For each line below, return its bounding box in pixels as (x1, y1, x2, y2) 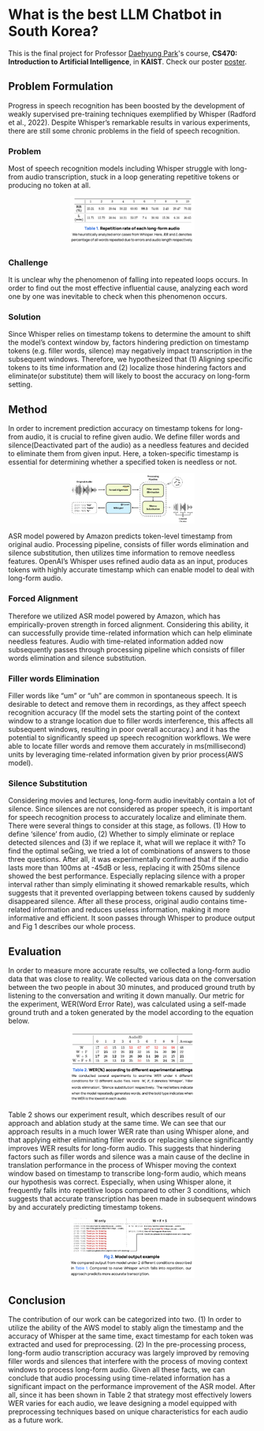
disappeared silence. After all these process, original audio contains (8, 897, 229, 906)
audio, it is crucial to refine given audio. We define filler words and (24, 432, 240, 442)
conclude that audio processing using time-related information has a (8, 1373, 231, 1383)
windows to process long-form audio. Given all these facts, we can (8, 1365, 225, 1374)
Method (8, 402, 48, 416)
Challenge (8, 257, 49, 268)
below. (8, 1016, 30, 1025)
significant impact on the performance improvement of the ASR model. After (8, 1381, 256, 1391)
